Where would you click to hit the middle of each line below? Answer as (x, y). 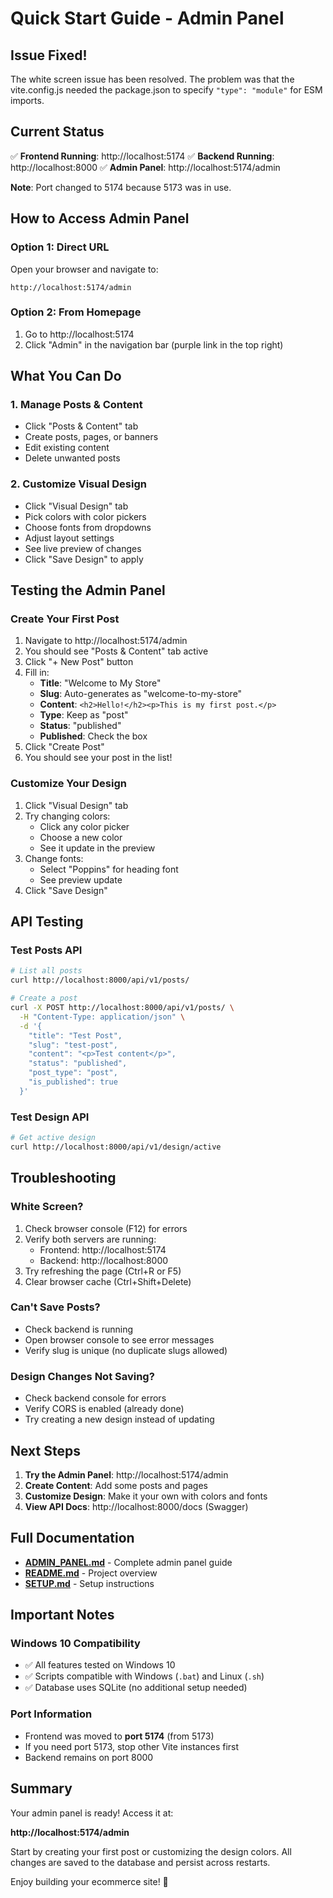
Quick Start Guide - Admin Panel (147, 18)
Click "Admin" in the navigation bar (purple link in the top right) (154, 344)
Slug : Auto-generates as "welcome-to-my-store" (141, 694)
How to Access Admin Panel (100, 218)
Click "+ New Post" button (79, 662)
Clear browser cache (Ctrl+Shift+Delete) (108, 1281)
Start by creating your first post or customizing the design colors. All (151, 1851)
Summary (41, 1788)
